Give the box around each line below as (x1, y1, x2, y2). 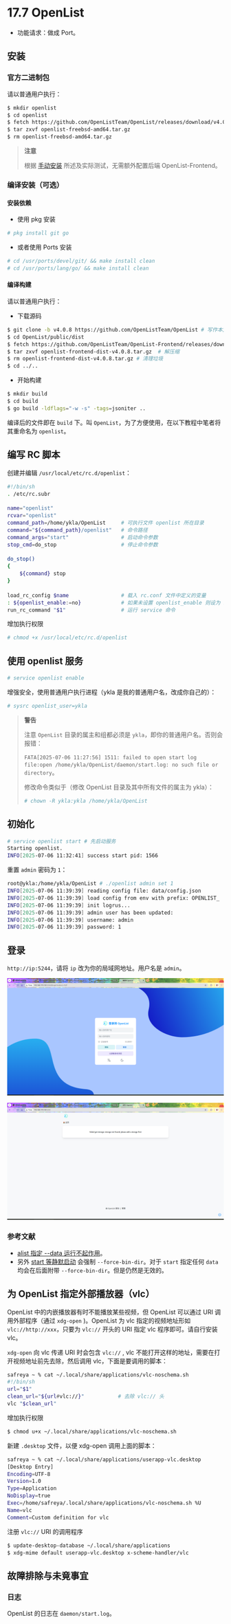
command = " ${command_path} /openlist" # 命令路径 (7, 526, 148, 534)
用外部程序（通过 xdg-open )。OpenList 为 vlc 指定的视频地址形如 (7, 1316, 191, 1325)
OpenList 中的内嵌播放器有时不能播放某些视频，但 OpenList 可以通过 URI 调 (7, 1308, 221, 1316)
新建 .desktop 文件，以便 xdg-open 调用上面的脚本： (7, 1441, 157, 1449)
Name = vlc (7, 1506, 32, 1514)
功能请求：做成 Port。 (16, 28, 80, 36)
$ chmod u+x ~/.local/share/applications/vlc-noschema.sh (7, 1428, 177, 1435)
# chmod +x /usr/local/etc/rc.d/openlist (7, 634, 128, 641)
